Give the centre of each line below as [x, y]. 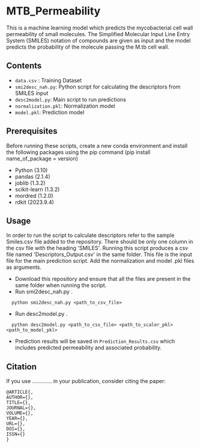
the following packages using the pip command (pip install [78, 152]
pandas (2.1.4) [32, 176]
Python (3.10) [31, 170]
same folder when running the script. [61, 285]
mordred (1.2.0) [34, 195]
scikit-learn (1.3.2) [37, 189]
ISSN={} [16, 434]
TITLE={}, [19, 403]
